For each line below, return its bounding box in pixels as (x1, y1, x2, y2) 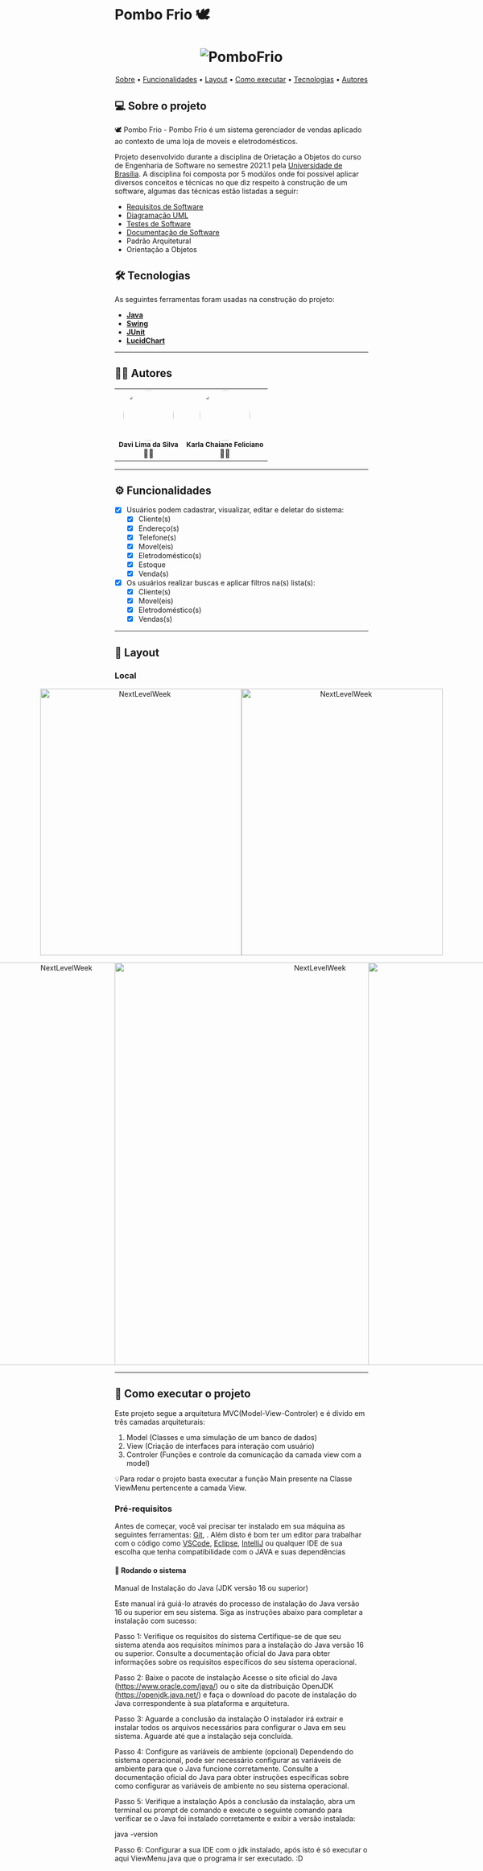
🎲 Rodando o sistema (114, 1565, 187, 1575)
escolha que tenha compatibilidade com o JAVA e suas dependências (114, 1546, 346, 1556)
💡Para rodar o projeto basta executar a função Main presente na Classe (114, 1474, 353, 1484)
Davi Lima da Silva (118, 440, 179, 449)
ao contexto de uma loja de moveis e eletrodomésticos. (114, 136, 298, 146)
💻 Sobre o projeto (114, 99, 207, 113)
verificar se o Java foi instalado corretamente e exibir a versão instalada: (114, 1814, 356, 1823)
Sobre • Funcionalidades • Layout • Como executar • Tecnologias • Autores (115, 75, 368, 85)
